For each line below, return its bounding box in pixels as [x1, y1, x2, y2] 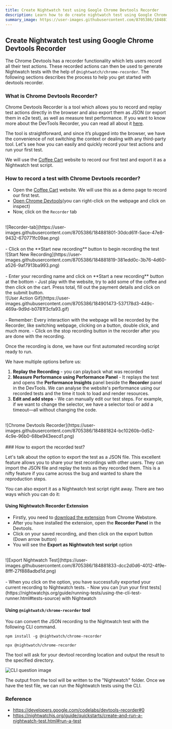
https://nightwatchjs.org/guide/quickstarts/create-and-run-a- [12, 713, 143, 719]
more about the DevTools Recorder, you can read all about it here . [5, 120, 144, 126]
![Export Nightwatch [5, 557, 48, 563]
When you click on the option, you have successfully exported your [8, 578, 151, 585]
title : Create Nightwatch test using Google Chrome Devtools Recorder [5, 7, 159, 13]
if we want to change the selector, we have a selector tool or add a [12, 401, 154, 407]
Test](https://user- [48, 557, 88, 563]
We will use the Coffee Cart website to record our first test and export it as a [5, 157, 166, 163]
